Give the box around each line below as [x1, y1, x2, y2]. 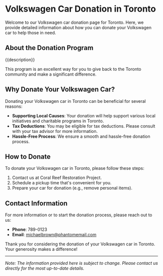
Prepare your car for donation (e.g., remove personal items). [12, 185, 132, 191]
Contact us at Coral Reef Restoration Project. [12, 175, 102, 180]
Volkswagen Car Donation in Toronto [5, 3, 156, 15]
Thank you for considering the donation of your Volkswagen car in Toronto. [5, 241, 155, 247]
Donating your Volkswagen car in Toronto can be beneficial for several [5, 98, 146, 104]
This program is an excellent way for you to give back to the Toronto [5, 66, 142, 72]
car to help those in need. [5, 30, 56, 35]
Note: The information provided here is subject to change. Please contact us [5, 260, 158, 266]
